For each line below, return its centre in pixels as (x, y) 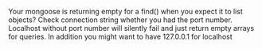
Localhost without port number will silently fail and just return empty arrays (131, 28)
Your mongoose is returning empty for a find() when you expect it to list (125, 11)
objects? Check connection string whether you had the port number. (120, 20)
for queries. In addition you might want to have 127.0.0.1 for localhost (120, 36)
